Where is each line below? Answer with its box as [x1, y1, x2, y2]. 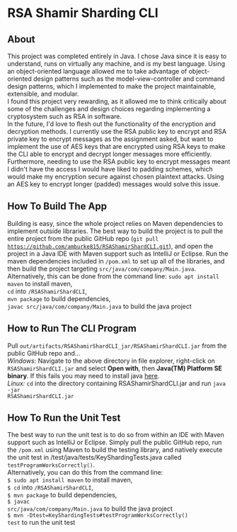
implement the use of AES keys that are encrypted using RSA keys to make [7, 142, 226, 150]
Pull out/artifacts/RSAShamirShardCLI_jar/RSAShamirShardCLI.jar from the [7, 341, 227, 350]
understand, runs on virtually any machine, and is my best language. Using [7, 60, 225, 68]
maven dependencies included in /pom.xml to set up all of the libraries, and [7, 256, 225, 265]
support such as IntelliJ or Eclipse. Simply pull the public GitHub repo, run [7, 438, 222, 447]
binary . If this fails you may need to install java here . [7, 371, 160, 380]
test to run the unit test [7, 519, 76, 527]
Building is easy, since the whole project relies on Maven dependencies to [7, 219, 224, 227]
